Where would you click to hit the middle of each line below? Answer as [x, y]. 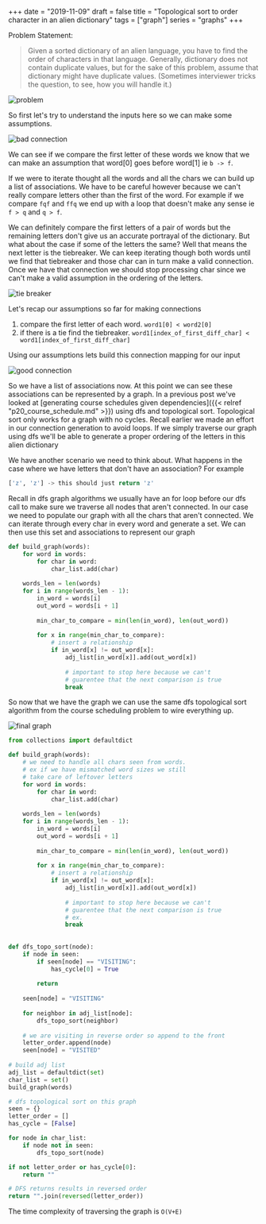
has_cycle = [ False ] [42, 1124]
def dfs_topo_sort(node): [51, 947]
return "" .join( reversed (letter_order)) [76, 1196]
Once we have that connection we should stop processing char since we [127, 270]
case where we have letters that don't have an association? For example [126, 469]
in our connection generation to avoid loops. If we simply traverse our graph [133, 428]
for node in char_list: [48, 1138]
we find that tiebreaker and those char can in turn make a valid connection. [131, 261]
